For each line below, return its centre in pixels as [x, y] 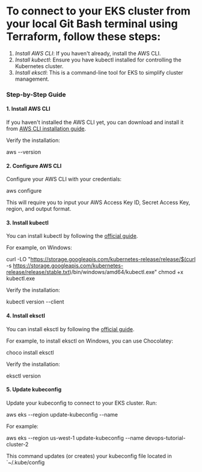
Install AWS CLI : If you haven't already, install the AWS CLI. [88, 53]
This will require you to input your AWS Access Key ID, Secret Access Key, [98, 202]
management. [32, 79]
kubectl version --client [35, 302]
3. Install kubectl [28, 222]
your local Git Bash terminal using [92, 24]
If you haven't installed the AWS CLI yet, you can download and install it [95, 122]
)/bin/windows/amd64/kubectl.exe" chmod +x [126, 272]
